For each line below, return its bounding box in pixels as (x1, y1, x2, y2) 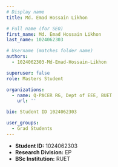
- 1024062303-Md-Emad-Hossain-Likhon (11, 59, 107, 65)
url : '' (17, 98, 36, 104)
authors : (6, 53, 28, 60)
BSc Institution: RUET (15, 155, 71, 162)
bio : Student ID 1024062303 (6, 109, 77, 115)
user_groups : (6, 120, 39, 126)
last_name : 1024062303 (6, 37, 64, 43)
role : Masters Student (6, 75, 64, 82)
